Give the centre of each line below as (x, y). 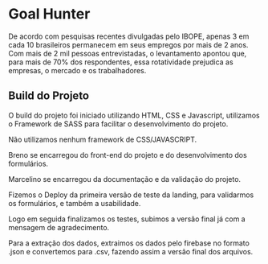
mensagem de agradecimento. (59, 227)
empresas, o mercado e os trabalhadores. (77, 70)
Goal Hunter (49, 14)
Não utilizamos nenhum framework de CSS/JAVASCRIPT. (103, 139)
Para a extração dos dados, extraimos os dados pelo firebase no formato (129, 243)
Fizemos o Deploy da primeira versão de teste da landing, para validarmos (131, 195)
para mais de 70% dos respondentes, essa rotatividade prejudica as (121, 62)
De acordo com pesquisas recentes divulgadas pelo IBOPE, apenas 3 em (129, 36)
